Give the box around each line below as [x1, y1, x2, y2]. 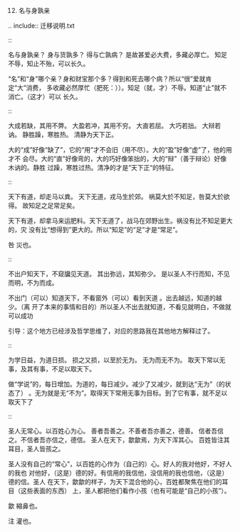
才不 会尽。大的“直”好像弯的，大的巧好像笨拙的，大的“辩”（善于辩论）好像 [8, 154, 227, 163]
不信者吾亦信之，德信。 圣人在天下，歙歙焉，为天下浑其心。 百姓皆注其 [20, 436, 230, 444]
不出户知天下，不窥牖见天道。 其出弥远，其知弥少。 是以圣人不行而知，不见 [8, 270, 230, 278]
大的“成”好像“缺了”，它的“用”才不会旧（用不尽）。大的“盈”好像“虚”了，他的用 [8, 146, 232, 154]
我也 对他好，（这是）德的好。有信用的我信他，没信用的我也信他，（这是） [14, 468, 229, 477]
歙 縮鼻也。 [8, 502, 41, 510]
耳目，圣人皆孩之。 [8, 445, 65, 453]
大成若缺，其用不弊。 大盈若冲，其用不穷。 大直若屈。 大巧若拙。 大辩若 [8, 121, 221, 130]
